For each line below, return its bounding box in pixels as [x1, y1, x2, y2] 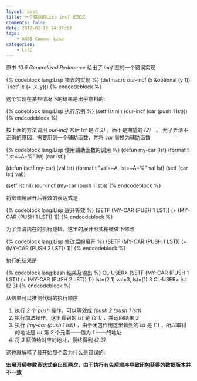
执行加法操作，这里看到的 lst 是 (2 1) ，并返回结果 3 [14, 314, 139, 321]
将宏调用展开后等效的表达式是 [6, 194, 78, 201]
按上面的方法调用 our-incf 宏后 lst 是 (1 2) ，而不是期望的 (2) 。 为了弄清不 [6, 126, 189, 133]
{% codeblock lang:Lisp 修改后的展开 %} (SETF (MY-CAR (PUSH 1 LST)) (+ [6, 238, 187, 245]
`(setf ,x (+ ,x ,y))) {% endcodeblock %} [6, 83, 102, 90]
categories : [6, 42, 35, 48]
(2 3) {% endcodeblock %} [6, 282, 72, 289]
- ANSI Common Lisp [16, 36, 64, 42]
